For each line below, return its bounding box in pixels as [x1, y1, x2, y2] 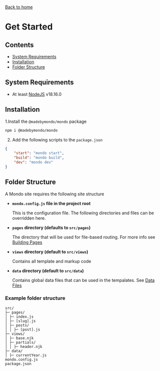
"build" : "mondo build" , [14, 155, 64, 161]
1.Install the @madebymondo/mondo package [5, 118, 87, 124]
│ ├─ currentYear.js [5, 352, 47, 358]
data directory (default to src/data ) [12, 268, 84, 274]
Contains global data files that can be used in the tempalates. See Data [12, 277, 155, 283]
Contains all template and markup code [12, 258, 91, 264]
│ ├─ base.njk [5, 335, 34, 341]
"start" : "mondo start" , [14, 151, 64, 156]
